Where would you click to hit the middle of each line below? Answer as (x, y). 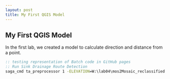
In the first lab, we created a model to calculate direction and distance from (84, 47)
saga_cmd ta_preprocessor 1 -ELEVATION (48, 71)
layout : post (19, 10)
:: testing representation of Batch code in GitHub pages (68, 62)
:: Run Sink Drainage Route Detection (46, 67)
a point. (13, 53)
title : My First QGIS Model (35, 15)
